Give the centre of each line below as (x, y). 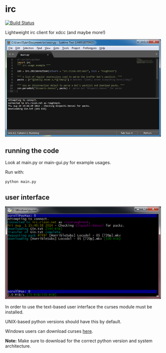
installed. (14, 312)
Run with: (15, 172)
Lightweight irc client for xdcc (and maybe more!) (55, 32)
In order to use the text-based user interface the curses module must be (79, 307)
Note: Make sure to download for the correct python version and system (79, 341)
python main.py (21, 182)
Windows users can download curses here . (49, 331)
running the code (32, 151)
